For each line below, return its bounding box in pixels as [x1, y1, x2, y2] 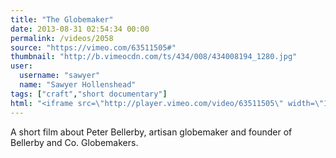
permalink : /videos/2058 [10, 33, 114, 43]
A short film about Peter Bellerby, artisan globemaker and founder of [10, 126, 293, 138]
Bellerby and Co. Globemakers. [10, 136, 139, 148]
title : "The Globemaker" [10, 14, 114, 25]
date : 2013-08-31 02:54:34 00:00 [10, 24, 150, 34]
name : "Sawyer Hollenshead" [19, 80, 137, 90]
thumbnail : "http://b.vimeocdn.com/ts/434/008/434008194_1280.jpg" [10, 52, 298, 62]
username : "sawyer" [19, 71, 101, 81]
